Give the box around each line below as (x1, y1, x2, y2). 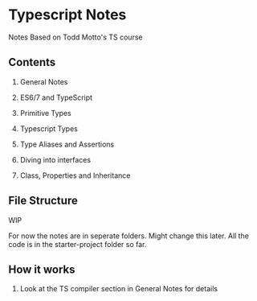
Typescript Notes (8, 6, 127, 24)
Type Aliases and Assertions (19, 139, 115, 149)
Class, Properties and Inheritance (19, 171, 131, 180)
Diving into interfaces (19, 155, 91, 164)
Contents (8, 56, 56, 69)
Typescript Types (19, 123, 78, 134)
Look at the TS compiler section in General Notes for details (19, 284, 218, 294)
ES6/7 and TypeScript (19, 93, 93, 102)
